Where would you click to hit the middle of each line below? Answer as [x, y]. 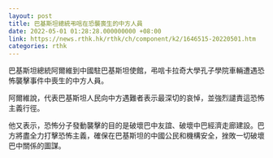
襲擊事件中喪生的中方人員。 [61, 81]
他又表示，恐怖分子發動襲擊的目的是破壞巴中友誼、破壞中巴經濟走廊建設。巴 [136, 125]
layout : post [30, 16]
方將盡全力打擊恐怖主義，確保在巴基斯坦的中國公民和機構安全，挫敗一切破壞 [136, 136]
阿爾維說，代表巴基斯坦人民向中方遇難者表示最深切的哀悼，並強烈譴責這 [129, 98]
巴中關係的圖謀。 [37, 146]
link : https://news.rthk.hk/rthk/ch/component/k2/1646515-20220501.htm [132, 39]
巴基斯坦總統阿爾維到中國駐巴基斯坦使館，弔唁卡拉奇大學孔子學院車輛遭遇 [133, 71]
